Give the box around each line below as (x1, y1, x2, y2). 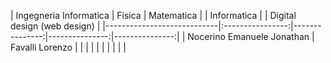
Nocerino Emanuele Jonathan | (187, 31, 315, 42)
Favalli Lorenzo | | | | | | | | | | (10, 41, 127, 53)
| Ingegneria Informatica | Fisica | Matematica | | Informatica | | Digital (10, 10, 297, 21)
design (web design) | (10, 20, 101, 32)
